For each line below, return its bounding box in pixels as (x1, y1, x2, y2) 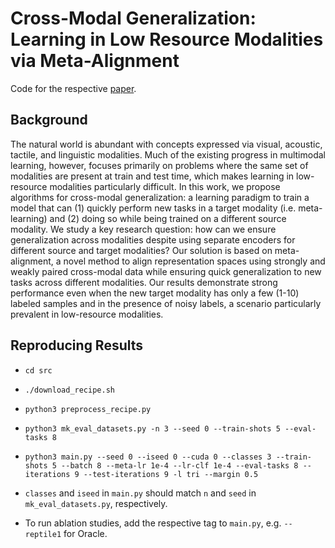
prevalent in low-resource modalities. (10, 308, 164, 320)
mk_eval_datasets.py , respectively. (24, 497, 168, 509)
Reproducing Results (10, 337, 144, 354)
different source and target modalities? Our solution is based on (10, 244, 273, 256)
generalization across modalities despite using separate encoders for (10, 233, 296, 246)
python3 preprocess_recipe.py (24, 404, 152, 414)
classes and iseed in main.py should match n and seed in (24, 487, 257, 499)
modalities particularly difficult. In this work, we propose (49, 180, 281, 192)
